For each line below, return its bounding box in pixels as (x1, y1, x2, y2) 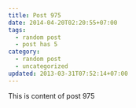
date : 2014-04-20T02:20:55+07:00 (8, 19, 118, 27)
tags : (8, 26, 26, 34)
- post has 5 (15, 41, 58, 49)
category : (8, 48, 41, 56)
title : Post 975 (8, 11, 61, 20)
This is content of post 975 (8, 91, 95, 100)
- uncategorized (15, 63, 68, 70)
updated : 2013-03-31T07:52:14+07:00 (8, 70, 128, 77)
